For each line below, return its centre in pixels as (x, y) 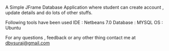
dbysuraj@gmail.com (28, 43)
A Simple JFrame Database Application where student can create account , (84, 7)
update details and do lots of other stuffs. (49, 13)
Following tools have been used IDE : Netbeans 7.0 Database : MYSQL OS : (84, 22)
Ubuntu (13, 28)
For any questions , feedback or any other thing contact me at (70, 38)
